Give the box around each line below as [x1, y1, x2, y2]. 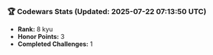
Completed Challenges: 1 [17, 40, 93, 48]
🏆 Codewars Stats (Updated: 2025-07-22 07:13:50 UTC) [7, 6, 207, 16]
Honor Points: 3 [17, 33, 65, 41]
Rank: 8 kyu [17, 25, 53, 33]
